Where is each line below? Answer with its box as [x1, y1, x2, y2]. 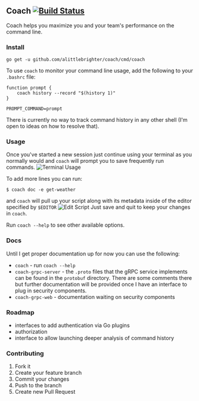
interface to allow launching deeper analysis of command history [14, 335, 175, 341]
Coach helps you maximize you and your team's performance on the [6, 21, 175, 29]
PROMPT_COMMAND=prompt [6, 106, 63, 112]
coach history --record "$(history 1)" [17, 90, 116, 96]
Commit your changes [14, 375, 70, 383]
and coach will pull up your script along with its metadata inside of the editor [6, 198, 192, 205]
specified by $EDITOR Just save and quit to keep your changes [6, 203, 191, 211]
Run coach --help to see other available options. [6, 221, 125, 229]
